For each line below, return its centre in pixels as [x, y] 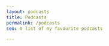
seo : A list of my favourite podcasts [54, 28]
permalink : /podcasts [33, 23]
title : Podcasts [26, 17]
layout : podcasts [28, 12]
